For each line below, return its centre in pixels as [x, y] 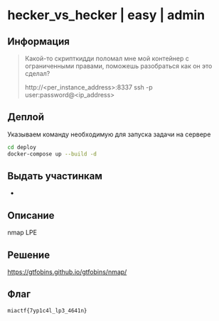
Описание [31, 216]
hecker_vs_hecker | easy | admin [106, 15]
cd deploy [22, 147]
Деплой [26, 117]
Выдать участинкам [55, 176]
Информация [38, 42]
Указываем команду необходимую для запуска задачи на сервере [109, 134]
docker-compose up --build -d [52, 154]
